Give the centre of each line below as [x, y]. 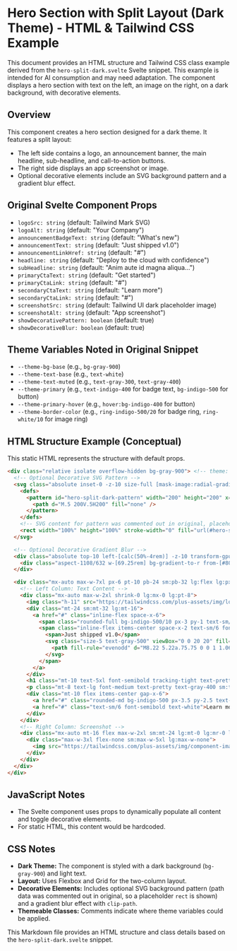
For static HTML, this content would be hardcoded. [91, 827]
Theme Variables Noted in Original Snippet [103, 349]
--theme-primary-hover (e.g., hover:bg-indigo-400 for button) [106, 404]
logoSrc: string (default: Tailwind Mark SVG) [84, 222]
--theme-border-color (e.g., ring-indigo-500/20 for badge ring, [109, 412]
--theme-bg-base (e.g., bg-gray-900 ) [69, 367]
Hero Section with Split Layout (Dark [116, 13]
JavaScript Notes [46, 795]
